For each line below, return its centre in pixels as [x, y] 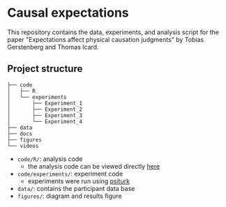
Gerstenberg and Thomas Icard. [53, 47]
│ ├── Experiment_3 [45, 115]
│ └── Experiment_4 [45, 121]
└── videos [23, 146]
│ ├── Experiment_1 [45, 103]
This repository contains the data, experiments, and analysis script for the [113, 32]
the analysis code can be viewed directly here [94, 166]
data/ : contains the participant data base [76, 188]
